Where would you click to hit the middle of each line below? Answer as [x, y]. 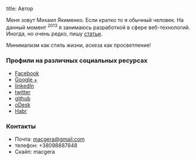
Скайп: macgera [35, 152]
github [22, 98]
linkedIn [24, 86]
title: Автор [20, 9]
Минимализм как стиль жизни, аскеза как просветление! [79, 45]
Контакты [21, 126]
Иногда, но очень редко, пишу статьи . [54, 33]
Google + [26, 79]
